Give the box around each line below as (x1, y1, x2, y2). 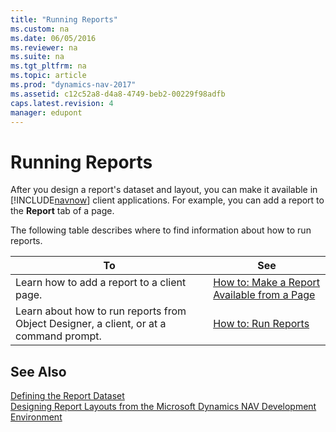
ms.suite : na (10, 52, 65, 62)
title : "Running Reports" (10, 14, 118, 25)
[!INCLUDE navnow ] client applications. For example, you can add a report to (10, 194, 325, 206)
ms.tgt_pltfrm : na (10, 61, 87, 71)
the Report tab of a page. (10, 205, 115, 217)
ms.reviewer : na (10, 42, 78, 53)
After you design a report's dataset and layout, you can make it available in (10, 184, 318, 196)
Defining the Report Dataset (10, 390, 125, 402)
